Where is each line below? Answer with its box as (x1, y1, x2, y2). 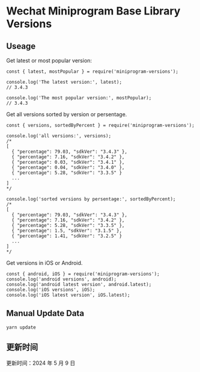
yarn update (6, 324, 36, 330)
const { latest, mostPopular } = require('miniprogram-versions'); (6, 69, 179, 75)
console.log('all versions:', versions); (6, 133, 112, 139)
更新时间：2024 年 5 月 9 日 (6, 359, 76, 367)
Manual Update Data (6, 308, 85, 318)
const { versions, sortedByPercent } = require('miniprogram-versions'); (6, 122, 195, 128)
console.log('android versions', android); (6, 276, 117, 282)
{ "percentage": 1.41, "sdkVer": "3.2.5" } (11, 233, 122, 239)
